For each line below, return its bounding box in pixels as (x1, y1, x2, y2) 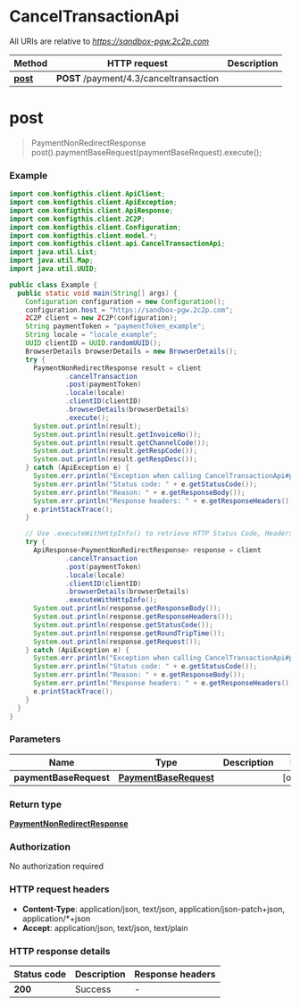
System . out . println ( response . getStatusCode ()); (32, 620, 214, 629)
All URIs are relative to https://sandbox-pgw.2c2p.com (9, 36, 210, 46)
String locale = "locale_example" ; (25, 331, 158, 340)
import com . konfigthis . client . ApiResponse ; (9, 206, 174, 215)
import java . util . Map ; (9, 256, 94, 265)
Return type (9, 798, 62, 810)
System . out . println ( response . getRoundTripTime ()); (32, 628, 226, 638)
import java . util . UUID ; (9, 264, 98, 273)
